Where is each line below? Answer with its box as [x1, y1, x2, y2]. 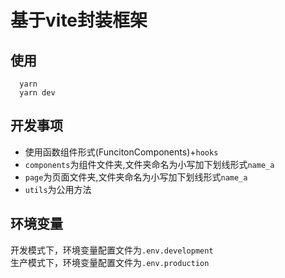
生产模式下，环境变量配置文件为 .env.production [10, 256, 210, 268]
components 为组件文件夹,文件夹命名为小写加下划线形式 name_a [24, 158, 275, 170]
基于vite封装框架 [10, 9, 148, 32]
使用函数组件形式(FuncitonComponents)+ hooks [24, 146, 219, 158]
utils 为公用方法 [24, 183, 92, 195]
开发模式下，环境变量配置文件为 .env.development [10, 244, 214, 256]
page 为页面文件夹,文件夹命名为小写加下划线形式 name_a [24, 171, 248, 183]
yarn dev [19, 88, 56, 98]
